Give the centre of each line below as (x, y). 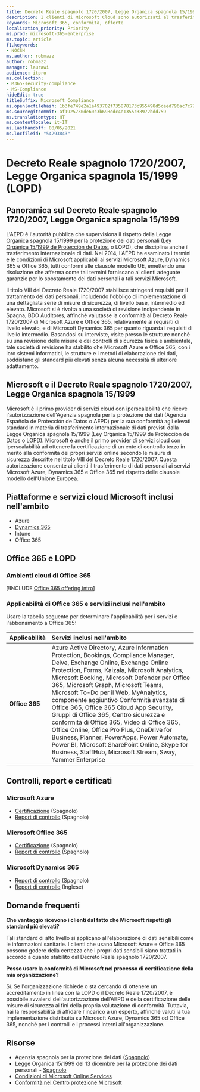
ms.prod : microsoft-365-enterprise (50, 34)
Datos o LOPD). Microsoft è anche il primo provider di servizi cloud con (93, 440)
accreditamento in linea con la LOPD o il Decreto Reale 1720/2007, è (89, 992)
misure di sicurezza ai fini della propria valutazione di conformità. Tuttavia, (97, 1005)
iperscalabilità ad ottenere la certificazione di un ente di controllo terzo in (96, 446)
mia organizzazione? (32, 975)
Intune (23, 533)
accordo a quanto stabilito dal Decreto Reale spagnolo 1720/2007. (87, 957)
